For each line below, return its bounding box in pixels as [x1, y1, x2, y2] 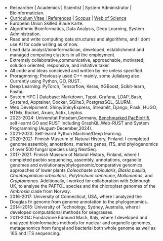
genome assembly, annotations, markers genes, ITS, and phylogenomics [9, 141, 158, 147]
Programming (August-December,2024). [9, 125, 93, 131]
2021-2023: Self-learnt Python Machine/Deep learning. [9, 131, 122, 136]
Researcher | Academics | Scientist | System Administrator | [9, 5, 132, 10]
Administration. [9, 31, 41, 37]
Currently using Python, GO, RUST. [9, 78, 81, 84]
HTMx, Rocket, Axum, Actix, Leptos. [9, 110, 83, 116]
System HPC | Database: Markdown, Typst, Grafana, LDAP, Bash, [9, 94, 143, 100]
